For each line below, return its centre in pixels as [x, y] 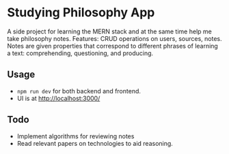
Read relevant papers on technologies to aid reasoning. [95, 143]
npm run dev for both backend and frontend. [79, 91]
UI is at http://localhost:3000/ [58, 98]
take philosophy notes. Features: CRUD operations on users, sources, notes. [114, 38]
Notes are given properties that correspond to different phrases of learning [113, 46]
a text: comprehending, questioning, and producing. [80, 53]
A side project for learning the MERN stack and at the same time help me [109, 31]
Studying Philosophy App [81, 13]
